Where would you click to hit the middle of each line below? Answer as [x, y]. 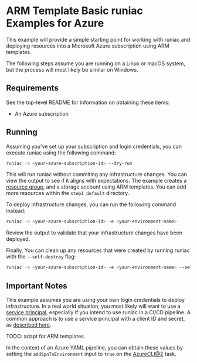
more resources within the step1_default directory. [68, 193]
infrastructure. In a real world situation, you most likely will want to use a [93, 306]
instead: [16, 211]
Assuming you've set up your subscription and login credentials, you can [94, 146]
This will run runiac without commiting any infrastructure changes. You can [97, 174]
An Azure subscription [42, 113]
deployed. [18, 239]
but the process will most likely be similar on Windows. [72, 69]
